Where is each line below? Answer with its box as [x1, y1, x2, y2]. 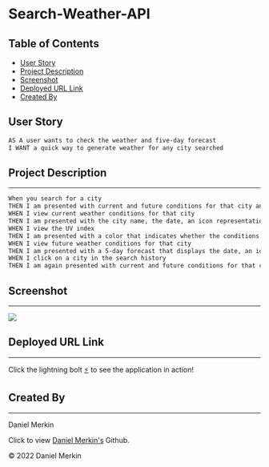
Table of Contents [8, 37, 100, 50]
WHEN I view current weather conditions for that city [8, 210, 195, 218]
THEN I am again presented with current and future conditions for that [8, 262, 256, 270]
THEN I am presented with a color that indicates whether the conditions [8, 231, 260, 240]
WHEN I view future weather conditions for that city [8, 240, 192, 248]
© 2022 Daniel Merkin [8, 450, 82, 461]
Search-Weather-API [8, 5, 151, 23]
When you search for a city [8, 195, 102, 203]
